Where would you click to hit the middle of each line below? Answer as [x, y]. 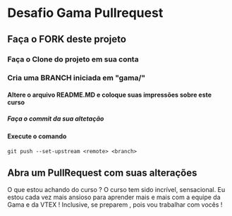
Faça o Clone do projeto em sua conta [73, 59]
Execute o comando [37, 136]
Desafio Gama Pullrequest [85, 13]
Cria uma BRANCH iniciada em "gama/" [77, 78]
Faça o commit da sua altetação [56, 119]
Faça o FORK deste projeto [67, 39]
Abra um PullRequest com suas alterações [102, 173]
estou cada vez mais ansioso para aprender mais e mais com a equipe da [114, 197]
